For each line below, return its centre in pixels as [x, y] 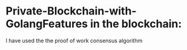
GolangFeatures [47, 24]
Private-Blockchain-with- [71, 11]
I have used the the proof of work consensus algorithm [74, 40]
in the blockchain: [136, 24]
